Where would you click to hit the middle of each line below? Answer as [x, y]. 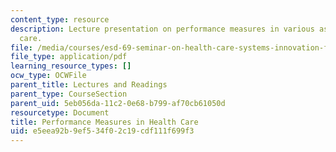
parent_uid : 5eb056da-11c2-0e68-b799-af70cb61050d [118, 103]
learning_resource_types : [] [71, 66]
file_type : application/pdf [69, 57]
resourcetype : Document [60, 112]
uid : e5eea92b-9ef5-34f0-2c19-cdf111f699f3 [102, 131]
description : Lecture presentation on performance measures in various [162, 29]
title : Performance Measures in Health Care [104, 122]
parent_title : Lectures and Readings [89, 85]
